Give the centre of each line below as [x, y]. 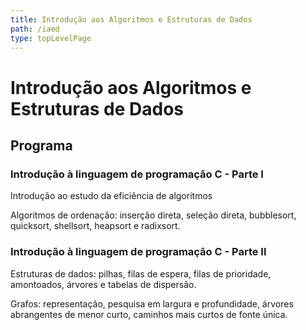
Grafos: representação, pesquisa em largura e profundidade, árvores [152, 303]
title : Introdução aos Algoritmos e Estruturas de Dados [131, 19]
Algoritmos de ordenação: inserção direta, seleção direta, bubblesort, [153, 215]
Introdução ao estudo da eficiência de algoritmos [111, 196]
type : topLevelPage [51, 38]
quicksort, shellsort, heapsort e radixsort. [95, 226]
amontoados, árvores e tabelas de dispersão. [103, 284]
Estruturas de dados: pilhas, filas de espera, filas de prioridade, [141, 273]
